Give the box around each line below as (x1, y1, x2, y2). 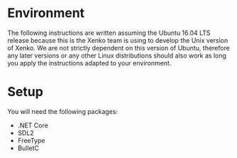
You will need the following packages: (7, 107, 118, 115)
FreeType (17, 136, 45, 144)
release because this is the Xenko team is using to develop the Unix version (7, 36, 228, 44)
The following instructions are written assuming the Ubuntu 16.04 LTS (7, 28, 211, 37)
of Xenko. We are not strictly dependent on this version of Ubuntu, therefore (7, 43, 231, 52)
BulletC (17, 144, 39, 152)
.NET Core (17, 121, 48, 130)
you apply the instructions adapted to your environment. (7, 58, 172, 67)
